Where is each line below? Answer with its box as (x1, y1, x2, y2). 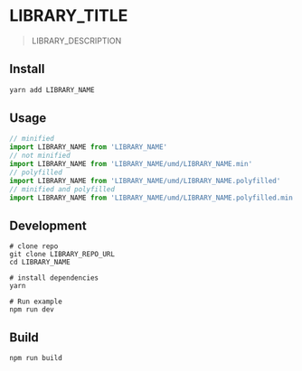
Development (9, 218, 88, 233)
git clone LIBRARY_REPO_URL (9, 250, 116, 259)
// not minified (9, 151, 71, 161)
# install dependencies (9, 274, 99, 283)
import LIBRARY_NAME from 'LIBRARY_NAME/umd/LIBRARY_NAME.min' (9, 160, 253, 169)
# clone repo (9, 242, 59, 251)
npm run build (9, 354, 63, 363)
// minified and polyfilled (9, 184, 116, 194)
